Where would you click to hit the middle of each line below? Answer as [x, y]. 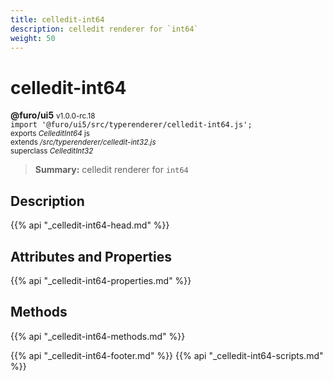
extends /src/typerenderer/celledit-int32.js [83, 142]
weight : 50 [33, 38]
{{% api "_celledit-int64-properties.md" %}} [101, 280]
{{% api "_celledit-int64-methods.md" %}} [98, 336]
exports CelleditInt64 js [50, 134]
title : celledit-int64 [57, 19]
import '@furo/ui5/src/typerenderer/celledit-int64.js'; [131, 125]
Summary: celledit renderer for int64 [111, 170]
